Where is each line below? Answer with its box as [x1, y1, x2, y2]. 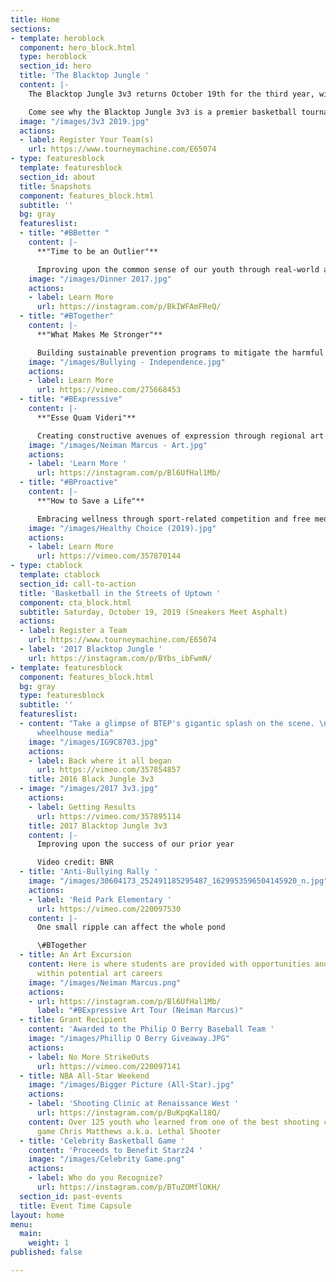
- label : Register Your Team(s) [19, 135, 155, 145]
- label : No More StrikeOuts [28, 1052, 150, 1062]
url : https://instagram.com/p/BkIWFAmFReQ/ [36, 302, 222, 312]
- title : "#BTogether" [19, 311, 114, 321]
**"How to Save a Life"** [36, 496, 145, 506]
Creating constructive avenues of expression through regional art [36, 431, 325, 441]
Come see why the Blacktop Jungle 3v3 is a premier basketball [28, 107, 298, 117]
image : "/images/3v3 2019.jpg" [19, 116, 150, 126]
